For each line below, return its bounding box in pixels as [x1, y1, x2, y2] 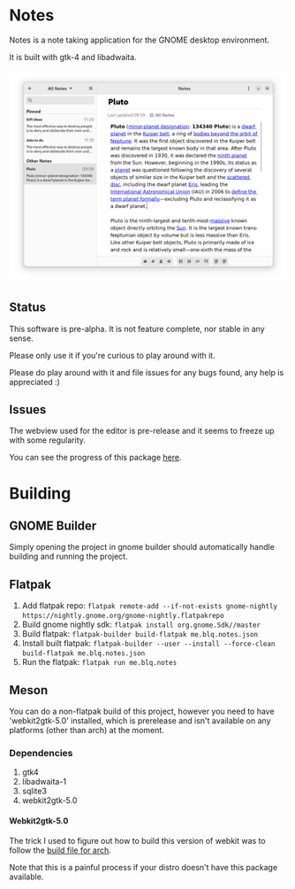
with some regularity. [9, 435, 87, 445]
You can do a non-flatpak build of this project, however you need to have [9, 706, 276, 717]
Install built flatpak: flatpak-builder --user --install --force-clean [21, 638, 276, 649]
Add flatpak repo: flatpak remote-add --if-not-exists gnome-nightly [21, 600, 278, 611]
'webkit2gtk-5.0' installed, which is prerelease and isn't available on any [9, 715, 271, 726]
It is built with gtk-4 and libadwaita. [9, 51, 137, 62]
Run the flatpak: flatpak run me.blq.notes [21, 657, 178, 668]
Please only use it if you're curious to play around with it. [9, 350, 216, 360]
